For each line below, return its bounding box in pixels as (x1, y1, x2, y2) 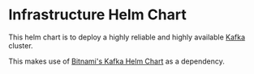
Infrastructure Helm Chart (8, 6, 187, 24)
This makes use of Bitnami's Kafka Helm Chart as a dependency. (8, 56, 225, 66)
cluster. (8, 40, 34, 50)
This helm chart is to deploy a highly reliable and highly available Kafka (8, 32, 246, 42)
